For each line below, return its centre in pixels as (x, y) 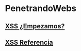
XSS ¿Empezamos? (35, 26)
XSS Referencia (29, 42)
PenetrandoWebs (41, 8)
